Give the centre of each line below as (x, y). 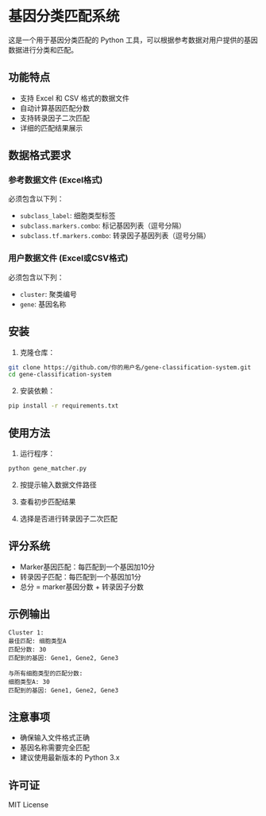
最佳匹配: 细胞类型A (37, 642)
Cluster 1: (26, 633)
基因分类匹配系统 (64, 16)
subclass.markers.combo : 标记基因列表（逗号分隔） (103, 226)
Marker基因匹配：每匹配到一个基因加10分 (87, 567)
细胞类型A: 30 (29, 682)
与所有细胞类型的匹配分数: (46, 673)
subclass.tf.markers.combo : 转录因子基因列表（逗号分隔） (115, 236)
